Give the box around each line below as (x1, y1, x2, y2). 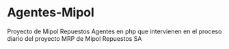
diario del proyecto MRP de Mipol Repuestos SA (7, 34, 142, 42)
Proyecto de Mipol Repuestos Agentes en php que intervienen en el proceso (7, 27, 222, 35)
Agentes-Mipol (7, 5, 94, 20)
